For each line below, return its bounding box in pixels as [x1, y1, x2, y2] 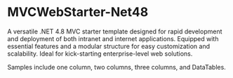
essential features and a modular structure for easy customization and [7, 42, 211, 50]
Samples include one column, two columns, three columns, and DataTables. [7, 63, 226, 71]
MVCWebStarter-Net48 [7, 4, 149, 20]
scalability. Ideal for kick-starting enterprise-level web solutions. [7, 49, 193, 58]
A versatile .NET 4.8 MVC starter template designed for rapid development [7, 27, 222, 36]
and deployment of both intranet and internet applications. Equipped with [7, 34, 219, 42]
